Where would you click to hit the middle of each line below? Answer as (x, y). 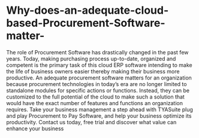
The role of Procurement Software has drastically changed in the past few (97, 52)
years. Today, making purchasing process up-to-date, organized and (91, 59)
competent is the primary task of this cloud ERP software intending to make (99, 65)
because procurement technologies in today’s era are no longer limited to (97, 84)
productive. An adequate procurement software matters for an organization (99, 78)
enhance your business (35, 128)
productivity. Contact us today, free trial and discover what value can (91, 122)
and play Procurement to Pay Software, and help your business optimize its (99, 116)
